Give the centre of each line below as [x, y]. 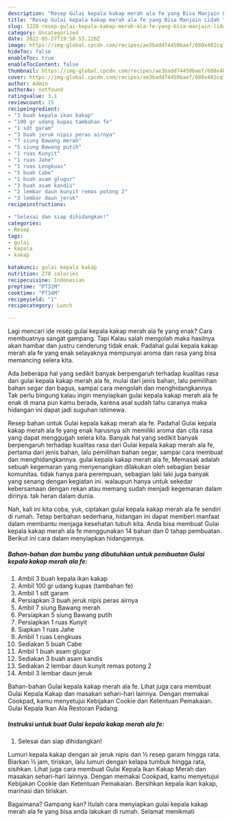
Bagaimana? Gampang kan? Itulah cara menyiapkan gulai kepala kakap [108, 804]
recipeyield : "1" [33, 299]
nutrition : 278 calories [43, 274]
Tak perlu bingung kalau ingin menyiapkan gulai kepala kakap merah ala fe [113, 395]
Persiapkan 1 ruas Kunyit [52, 622]
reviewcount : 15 [31, 103]
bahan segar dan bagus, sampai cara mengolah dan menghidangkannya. [111, 388]
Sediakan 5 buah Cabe [50, 644]
